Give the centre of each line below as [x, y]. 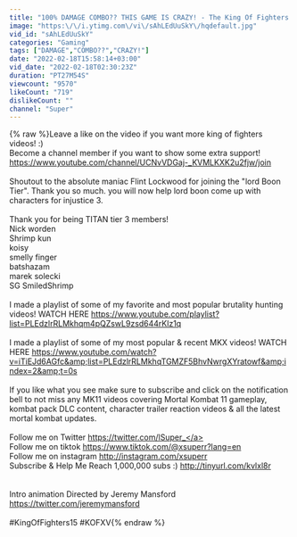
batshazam [30, 267]
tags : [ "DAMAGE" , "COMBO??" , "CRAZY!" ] [79, 51]
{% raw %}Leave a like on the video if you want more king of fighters [136, 134]
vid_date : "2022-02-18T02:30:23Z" [74, 68]
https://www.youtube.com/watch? [94, 352]
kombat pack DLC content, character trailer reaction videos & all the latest [145, 409]
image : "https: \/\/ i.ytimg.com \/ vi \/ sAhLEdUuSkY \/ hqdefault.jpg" [133, 26]
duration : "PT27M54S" [49, 76]
